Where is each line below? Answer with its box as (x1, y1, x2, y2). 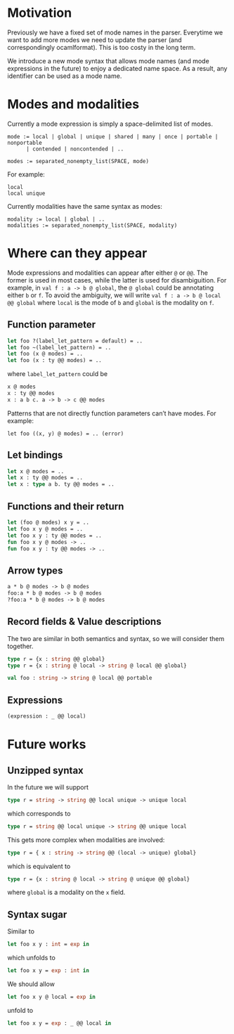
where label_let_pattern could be (7, 370, 108, 378)
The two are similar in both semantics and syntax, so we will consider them (7, 634, 225, 642)
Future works (7, 737, 86, 753)
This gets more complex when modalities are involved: (7, 835, 165, 844)
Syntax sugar (7, 908, 67, 920)
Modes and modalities (7, 96, 139, 112)
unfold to (7, 1006, 34, 1014)
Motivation (7, 5, 72, 21)
